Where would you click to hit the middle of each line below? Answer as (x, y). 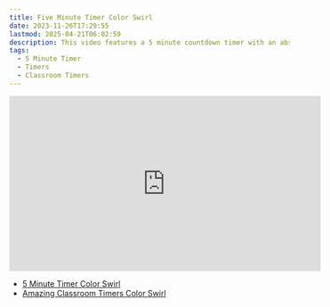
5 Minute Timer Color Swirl (71, 283)
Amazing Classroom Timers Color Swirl (94, 293)
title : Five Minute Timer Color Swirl (81, 17)
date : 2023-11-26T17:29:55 (59, 26)
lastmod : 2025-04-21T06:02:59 (65, 34)
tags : (19, 51)
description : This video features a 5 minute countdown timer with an (143, 42)
